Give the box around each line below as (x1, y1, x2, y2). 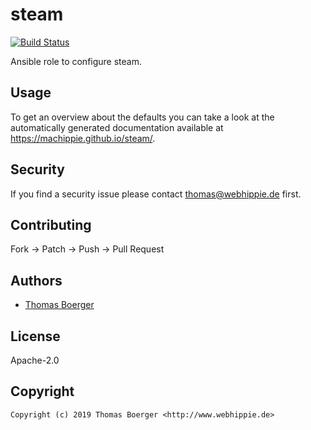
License (10, 328, 61, 345)
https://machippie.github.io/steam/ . (10, 132, 156, 144)
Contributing (10, 216, 92, 233)
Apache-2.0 (10, 354, 60, 366)
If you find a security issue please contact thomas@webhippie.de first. (10, 188, 302, 200)
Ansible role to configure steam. (10, 55, 142, 67)
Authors (10, 272, 63, 289)
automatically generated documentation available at (10, 121, 224, 133)
